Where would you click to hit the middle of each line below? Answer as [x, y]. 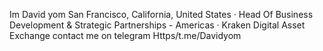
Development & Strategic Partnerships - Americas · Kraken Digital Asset [157, 25]
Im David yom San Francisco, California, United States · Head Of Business [161, 14]
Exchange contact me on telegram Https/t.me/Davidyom [125, 35]
